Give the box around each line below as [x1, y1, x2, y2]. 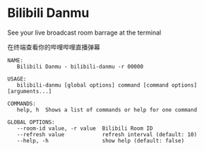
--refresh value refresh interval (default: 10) [16, 131, 198, 138]
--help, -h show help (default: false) [16, 137, 185, 144]
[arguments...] [7, 87, 52, 95]
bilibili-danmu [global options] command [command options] [16, 81, 198, 89]
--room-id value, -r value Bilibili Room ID [16, 125, 153, 132]
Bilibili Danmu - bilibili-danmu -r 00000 [16, 63, 143, 70]
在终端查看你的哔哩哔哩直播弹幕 [7, 42, 100, 51]
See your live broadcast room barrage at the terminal [7, 28, 162, 37]
